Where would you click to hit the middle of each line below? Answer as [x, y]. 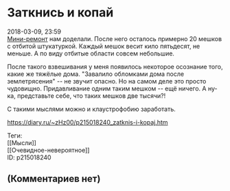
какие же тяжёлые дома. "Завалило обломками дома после [95, 74]
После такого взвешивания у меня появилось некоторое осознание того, [115, 66]
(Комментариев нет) [54, 179]
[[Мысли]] [22, 142]
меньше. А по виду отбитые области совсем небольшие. [91, 53]
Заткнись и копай [60, 13]
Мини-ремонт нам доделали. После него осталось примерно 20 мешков [114, 38]
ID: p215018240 [29, 157]
